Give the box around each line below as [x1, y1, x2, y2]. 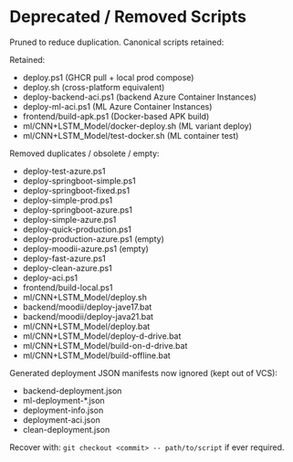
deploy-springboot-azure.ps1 [22, 204, 132, 215]
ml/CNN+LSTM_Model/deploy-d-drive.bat [22, 331, 182, 341]
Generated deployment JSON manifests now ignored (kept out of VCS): [9, 367, 278, 378]
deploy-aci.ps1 [22, 272, 78, 283]
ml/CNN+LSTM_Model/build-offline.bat [22, 350, 171, 361]
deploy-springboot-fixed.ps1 [22, 184, 131, 195]
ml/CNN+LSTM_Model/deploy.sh [22, 291, 148, 302]
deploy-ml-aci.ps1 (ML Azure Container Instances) [22, 100, 213, 111]
